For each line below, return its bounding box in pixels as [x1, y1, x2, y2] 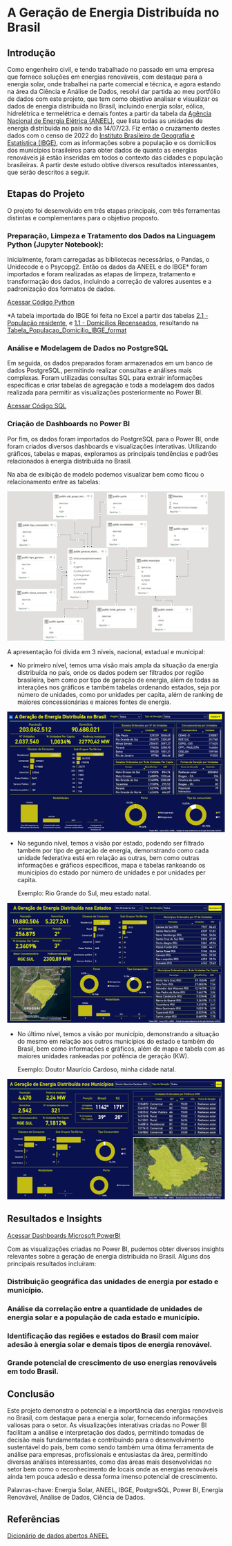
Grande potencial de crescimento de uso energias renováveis [7, 1358, 217, 1368]
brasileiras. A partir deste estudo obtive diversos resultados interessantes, [7, 161, 219, 169]
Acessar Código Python [7, 298, 75, 307]
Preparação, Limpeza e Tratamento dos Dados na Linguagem [7, 231, 215, 240]
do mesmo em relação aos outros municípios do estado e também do [17, 1038, 215, 1046]
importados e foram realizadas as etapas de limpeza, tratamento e [7, 270, 196, 278]
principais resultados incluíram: [7, 1259, 97, 1268]
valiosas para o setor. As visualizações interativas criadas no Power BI [7, 1421, 207, 1429]
